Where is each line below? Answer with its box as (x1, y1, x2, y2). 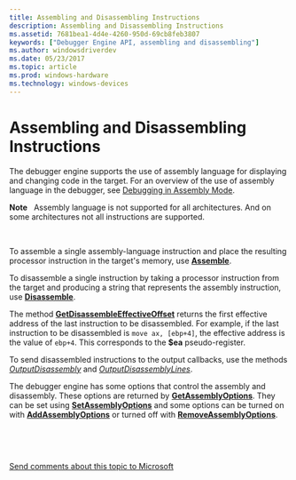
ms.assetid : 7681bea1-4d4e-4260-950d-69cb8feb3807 (9, 29, 200, 38)
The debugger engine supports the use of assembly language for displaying (9, 165, 287, 176)
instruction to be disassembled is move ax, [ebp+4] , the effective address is (9, 327, 285, 338)
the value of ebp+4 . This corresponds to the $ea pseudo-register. (9, 337, 246, 348)
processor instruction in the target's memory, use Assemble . (9, 255, 232, 266)
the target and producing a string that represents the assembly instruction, (9, 282, 282, 292)
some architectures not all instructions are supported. (9, 211, 206, 222)
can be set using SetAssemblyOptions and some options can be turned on (9, 399, 284, 410)
